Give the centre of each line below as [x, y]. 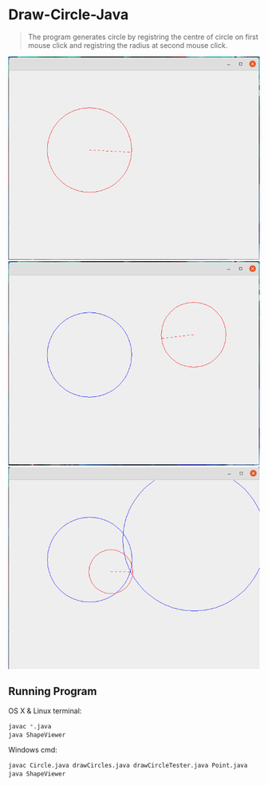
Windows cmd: [33, 750]
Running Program [53, 691]
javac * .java [30, 726]
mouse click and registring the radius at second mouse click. [128, 45]
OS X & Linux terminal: [45, 711]
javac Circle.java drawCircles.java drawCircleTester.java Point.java [128, 766]
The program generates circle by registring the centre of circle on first [143, 37]
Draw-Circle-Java [69, 15]
